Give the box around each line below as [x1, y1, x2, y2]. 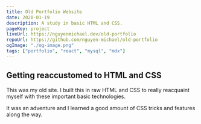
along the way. [6, 111, 43, 118]
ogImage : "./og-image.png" [6, 43, 74, 49]
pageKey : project [6, 25, 50, 32]
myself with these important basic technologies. [6, 93, 126, 100]
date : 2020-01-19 [6, 14, 50, 20]
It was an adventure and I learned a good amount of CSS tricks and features [6, 104, 196, 111]
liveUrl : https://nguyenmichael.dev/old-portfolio [6, 31, 136, 37]
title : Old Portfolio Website [6, 8, 83, 15]
